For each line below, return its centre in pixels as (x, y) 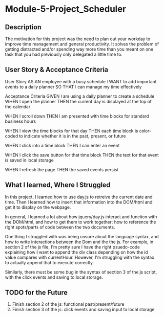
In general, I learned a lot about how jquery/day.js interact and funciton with (81, 217)
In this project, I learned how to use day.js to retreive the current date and (79, 197)
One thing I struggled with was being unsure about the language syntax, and (82, 236)
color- (145, 131)
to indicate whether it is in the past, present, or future (72, 136)
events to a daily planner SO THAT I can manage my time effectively (73, 87)
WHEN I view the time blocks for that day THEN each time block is (72, 131)
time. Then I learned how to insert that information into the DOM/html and (79, 202)
